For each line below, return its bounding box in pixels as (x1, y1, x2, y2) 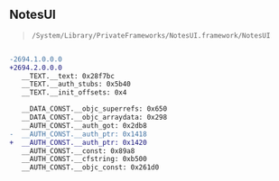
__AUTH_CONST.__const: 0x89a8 (21, 146, 135, 156)
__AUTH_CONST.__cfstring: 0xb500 (21, 155, 147, 164)
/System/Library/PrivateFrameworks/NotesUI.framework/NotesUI (31, 31, 271, 40)
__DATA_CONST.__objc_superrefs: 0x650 (21, 104, 168, 113)
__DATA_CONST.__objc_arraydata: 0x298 (21, 113, 168, 122)
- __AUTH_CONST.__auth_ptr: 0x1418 (9, 130, 147, 139)
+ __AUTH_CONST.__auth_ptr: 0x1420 (9, 138, 147, 147)
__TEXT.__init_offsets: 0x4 (21, 88, 127, 97)
